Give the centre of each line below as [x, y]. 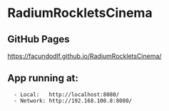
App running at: [43, 78]
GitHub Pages [39, 39]
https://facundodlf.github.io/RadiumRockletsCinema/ [84, 56]
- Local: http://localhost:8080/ [67, 94]
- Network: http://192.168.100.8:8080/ [73, 100]
